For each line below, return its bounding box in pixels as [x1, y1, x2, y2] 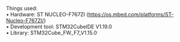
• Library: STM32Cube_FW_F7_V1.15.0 [6, 29, 98, 36]
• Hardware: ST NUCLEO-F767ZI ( [6, 11, 89, 18]
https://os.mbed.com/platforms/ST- [88, 11, 174, 18]
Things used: [6, 5, 38, 12]
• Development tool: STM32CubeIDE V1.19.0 [6, 23, 112, 30]
